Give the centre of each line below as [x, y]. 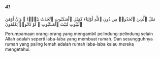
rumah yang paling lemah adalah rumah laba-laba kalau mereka [70, 44]
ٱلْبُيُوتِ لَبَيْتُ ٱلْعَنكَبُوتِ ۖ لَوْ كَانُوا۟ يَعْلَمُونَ [44, 24]
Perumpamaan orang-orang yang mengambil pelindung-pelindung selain [79, 34]
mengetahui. [18, 49]
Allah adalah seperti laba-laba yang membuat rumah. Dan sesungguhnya [79, 38]
